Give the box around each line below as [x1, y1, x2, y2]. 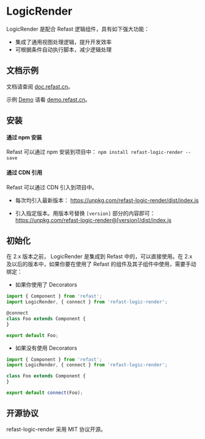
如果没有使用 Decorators [15, 344, 77, 352]
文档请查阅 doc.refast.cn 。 [6, 82, 74, 90]
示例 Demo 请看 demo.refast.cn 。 [6, 96, 91, 103]
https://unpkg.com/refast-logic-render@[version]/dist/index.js [15, 216, 172, 223]
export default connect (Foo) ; [6, 390, 84, 396]
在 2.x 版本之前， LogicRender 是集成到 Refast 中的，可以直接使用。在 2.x [6, 253, 193, 260]
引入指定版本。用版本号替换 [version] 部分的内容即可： [15, 209, 156, 217]
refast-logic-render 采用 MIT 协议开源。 [6, 426, 107, 433]
